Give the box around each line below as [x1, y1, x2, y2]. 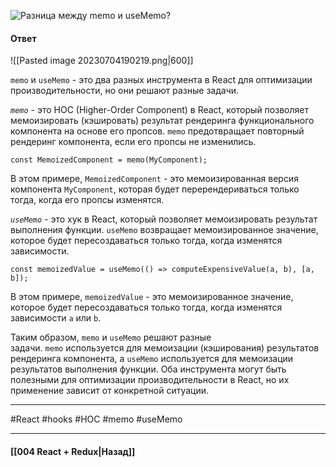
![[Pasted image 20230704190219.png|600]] [10, 55, 194, 67]
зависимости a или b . [10, 312, 102, 324]
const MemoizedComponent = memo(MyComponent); [10, 155, 208, 165]
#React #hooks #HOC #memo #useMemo [10, 413, 183, 425]
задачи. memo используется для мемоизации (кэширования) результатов [10, 342, 320, 354]
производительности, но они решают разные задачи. [10, 85, 240, 97]
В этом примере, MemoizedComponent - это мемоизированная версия [10, 173, 299, 185]
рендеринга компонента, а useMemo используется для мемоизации [10, 353, 294, 365]
